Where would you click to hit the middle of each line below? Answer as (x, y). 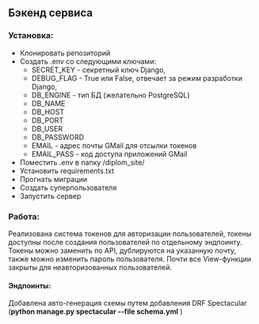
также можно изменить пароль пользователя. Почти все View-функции (130, 259)
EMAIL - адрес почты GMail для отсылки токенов (114, 145)
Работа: (24, 216)
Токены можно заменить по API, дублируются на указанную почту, (122, 250)
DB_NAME (48, 103)
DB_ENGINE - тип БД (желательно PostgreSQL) (110, 95)
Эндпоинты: (30, 285)
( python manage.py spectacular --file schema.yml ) (96, 311)
